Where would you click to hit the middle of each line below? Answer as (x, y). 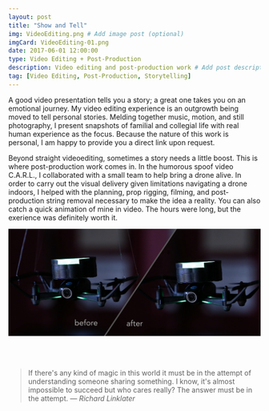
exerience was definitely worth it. (63, 217)
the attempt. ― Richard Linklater (82, 398)
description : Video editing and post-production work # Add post (119, 68)
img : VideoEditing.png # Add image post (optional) (96, 34)
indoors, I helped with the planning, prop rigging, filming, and (109, 191)
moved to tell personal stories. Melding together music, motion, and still (126, 117)
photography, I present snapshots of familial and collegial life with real (124, 125)
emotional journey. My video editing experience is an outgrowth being (123, 108)
